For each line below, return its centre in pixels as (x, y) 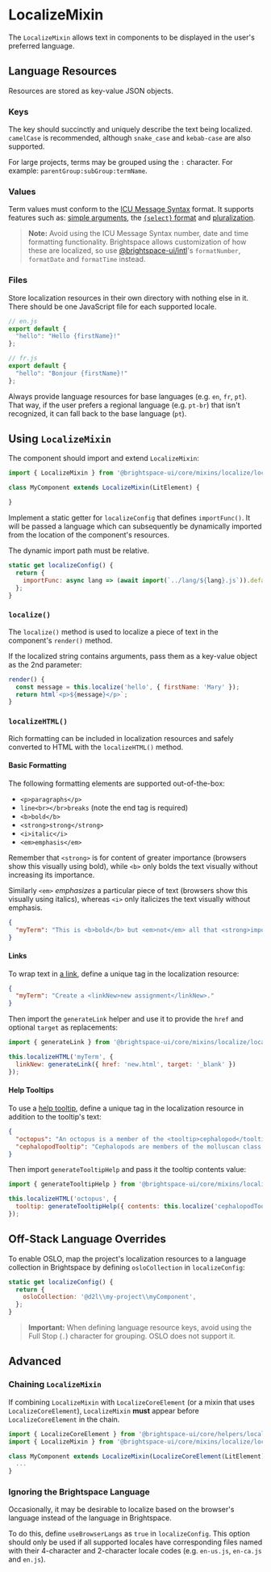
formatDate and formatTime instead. (87, 259)
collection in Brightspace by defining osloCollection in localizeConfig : (127, 1267)
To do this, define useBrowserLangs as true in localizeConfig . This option (129, 1534)
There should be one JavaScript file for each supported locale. (113, 306)
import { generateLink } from (59, 1043)
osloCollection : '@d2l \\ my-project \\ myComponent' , (110, 1297)
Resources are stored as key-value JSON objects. (91, 91)
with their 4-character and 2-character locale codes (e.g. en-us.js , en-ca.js (135, 1551)
